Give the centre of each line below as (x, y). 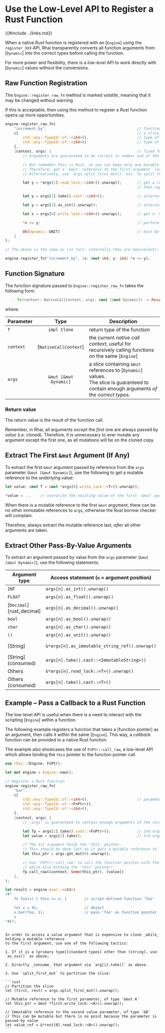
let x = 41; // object (59, 908)
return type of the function (120, 329)
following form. (20, 291)
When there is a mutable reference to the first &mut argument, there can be (81, 505)
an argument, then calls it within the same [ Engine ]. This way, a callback (78, 734)
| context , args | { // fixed (84, 151)
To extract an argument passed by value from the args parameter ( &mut (77, 557)
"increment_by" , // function (88, 129)
